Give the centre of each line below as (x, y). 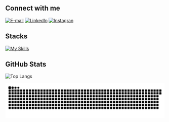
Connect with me (33, 8)
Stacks (16, 37)
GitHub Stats (26, 64)
